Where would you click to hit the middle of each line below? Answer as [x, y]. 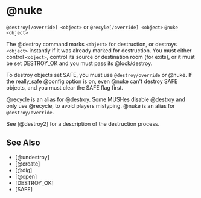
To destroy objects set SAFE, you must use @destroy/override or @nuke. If [99, 75]
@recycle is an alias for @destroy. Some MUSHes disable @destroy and [96, 99]
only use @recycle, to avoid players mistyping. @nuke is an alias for [91, 105]
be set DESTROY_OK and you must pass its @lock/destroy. [79, 63]
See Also [23, 143]
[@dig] [24, 170]
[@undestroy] [32, 157]
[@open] [26, 176]
